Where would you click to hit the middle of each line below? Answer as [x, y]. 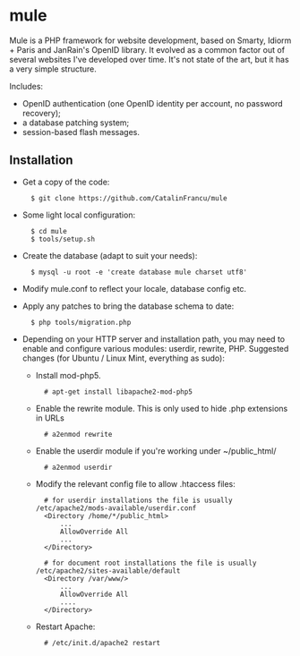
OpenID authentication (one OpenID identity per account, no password [152, 103]
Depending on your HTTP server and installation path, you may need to [153, 339]
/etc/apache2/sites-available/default [108, 571]
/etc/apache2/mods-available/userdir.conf [116, 508]
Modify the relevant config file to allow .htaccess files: [135, 483]
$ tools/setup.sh [63, 239]
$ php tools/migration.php [81, 322]
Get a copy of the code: [66, 182]
